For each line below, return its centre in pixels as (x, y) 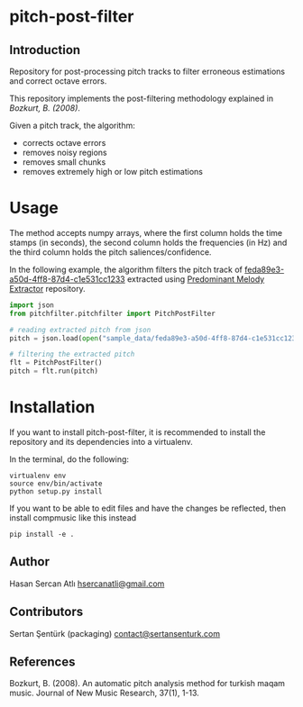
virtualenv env (38, 476)
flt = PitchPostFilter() (56, 363)
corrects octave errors (64, 143)
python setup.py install (56, 492)
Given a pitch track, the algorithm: (72, 125)
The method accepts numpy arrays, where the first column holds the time (146, 232)
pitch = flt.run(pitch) (54, 371)
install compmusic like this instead (73, 518)
